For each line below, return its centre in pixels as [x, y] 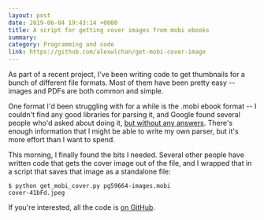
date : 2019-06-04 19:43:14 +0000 [63, 23]
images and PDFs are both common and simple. [86, 91]
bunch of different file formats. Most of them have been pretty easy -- [122, 82]
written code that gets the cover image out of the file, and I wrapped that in [130, 163]
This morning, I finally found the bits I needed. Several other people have [126, 155]
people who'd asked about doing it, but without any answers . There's [121, 123]
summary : [22, 37]
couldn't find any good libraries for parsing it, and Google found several [124, 114]
